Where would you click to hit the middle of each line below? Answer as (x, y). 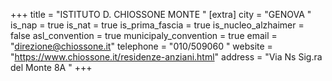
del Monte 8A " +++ (51, 67)
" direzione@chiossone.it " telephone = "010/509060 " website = (141, 46)
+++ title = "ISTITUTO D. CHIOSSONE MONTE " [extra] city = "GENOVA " (161, 14)
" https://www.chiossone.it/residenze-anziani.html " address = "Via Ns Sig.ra (166, 57)
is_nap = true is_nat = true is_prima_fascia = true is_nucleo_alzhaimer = (157, 25)
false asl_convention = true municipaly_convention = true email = (144, 35)
